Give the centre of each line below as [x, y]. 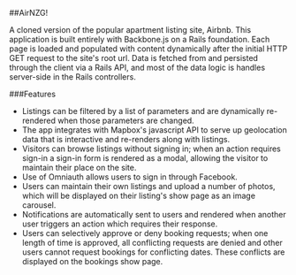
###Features [32, 94]
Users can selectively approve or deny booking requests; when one [145, 233]
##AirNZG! [29, 13]
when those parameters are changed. [125, 120]
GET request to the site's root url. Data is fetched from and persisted [134, 58]
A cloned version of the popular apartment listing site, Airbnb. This [130, 30]
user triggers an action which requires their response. [120, 224]
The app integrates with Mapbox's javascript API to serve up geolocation [154, 130]
